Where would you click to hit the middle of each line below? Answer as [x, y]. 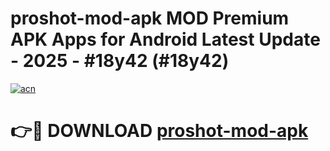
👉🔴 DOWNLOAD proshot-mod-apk [159, 131]
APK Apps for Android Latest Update [165, 39]
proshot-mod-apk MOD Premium [150, 18]
